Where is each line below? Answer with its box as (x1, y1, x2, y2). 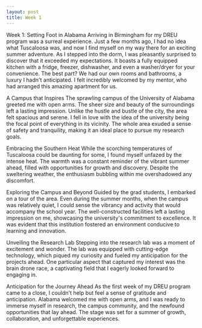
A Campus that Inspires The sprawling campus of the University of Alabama (6, 94, 195, 102)
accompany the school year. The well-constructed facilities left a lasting (6, 208, 185, 215)
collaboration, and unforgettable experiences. (6, 315, 120, 322)
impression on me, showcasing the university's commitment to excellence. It (6, 214, 196, 221)
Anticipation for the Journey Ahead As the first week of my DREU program (6, 283, 191, 290)
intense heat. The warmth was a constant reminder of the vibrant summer (6, 157, 190, 165)
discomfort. (6, 177, 35, 184)
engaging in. (6, 271, 37, 278)
